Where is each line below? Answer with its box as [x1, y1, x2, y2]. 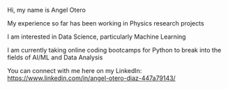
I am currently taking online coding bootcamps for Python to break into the [7, 46, 222, 54]
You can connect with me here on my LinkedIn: [7, 67, 142, 75]
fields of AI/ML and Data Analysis [7, 53, 103, 61]
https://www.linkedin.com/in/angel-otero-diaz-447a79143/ [7, 74, 176, 82]
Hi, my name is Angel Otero [7, 6, 86, 14]
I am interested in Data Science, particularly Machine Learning [7, 32, 186, 41]
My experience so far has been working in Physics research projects [7, 19, 204, 27]
